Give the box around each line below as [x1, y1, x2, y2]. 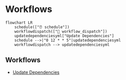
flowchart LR [5, 20, 33, 25]
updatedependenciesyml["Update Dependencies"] [14, 33, 114, 38]
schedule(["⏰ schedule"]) [14, 24, 70, 30]
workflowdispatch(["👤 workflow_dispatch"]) [14, 29, 108, 34]
